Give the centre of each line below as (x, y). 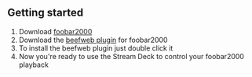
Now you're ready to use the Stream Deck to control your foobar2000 (131, 56)
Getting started (46, 13)
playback (33, 65)
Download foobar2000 (55, 31)
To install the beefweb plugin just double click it (96, 48)
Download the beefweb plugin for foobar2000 (93, 40)
